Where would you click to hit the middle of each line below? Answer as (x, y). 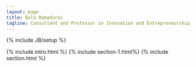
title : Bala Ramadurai (35, 18)
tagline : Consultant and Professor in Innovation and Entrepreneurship (98, 23)
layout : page (23, 12)
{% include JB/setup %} (36, 40)
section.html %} (26, 59)
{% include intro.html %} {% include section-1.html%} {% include (87, 52)
